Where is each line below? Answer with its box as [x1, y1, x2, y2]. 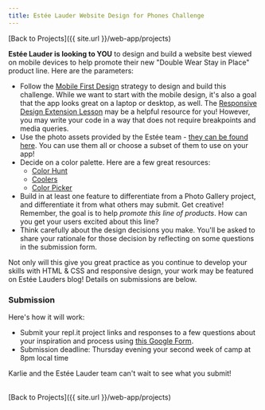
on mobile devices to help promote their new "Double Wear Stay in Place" [8, 57, 250, 67]
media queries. [19, 123, 69, 133]
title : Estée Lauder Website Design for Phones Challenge [8, 11, 205, 20]
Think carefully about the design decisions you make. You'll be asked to [19, 225, 256, 235]
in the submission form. [19, 242, 97, 252]
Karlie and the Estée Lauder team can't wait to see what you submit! [8, 368, 232, 378]
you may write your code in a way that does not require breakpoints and [19, 115, 256, 124]
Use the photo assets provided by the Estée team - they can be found [19, 132, 248, 142]
